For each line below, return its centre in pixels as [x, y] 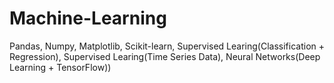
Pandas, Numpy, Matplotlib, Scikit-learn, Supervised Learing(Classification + [167, 46]
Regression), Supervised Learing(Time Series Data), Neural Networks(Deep [165, 56]
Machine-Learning [88, 18]
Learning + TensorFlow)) [60, 67]
